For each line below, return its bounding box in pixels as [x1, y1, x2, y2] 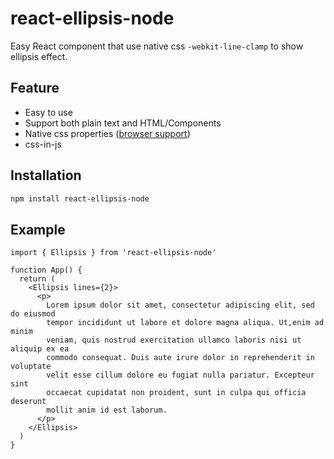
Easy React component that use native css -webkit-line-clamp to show [10, 40, 304, 52]
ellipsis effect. [10, 50, 68, 62]
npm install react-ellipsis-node [10, 193, 150, 204]
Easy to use [24, 106, 73, 118]
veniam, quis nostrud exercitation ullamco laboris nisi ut [46, 335, 302, 346]
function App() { [10, 265, 83, 276]
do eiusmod [10, 309, 56, 319]
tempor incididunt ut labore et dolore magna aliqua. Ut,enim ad [46, 318, 325, 328]
